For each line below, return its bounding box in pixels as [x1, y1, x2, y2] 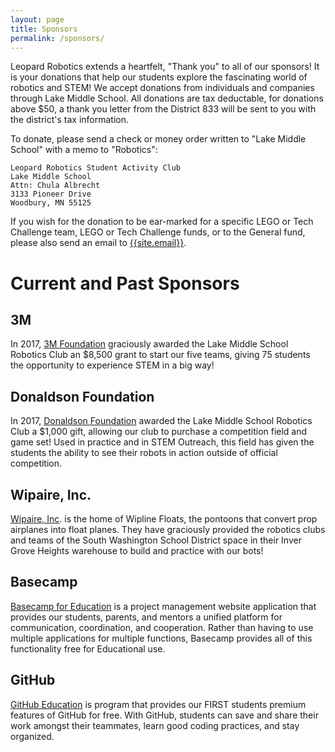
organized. [10, 730, 55, 742]
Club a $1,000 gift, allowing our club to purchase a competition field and [10, 426, 308, 438]
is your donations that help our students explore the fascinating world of [10, 71, 308, 83]
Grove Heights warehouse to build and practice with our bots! [10, 545, 264, 556]
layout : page [10, 14, 65, 25]
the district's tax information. [10, 114, 129, 126]
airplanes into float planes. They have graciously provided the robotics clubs [10, 524, 326, 535]
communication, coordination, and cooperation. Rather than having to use [10, 621, 314, 633]
